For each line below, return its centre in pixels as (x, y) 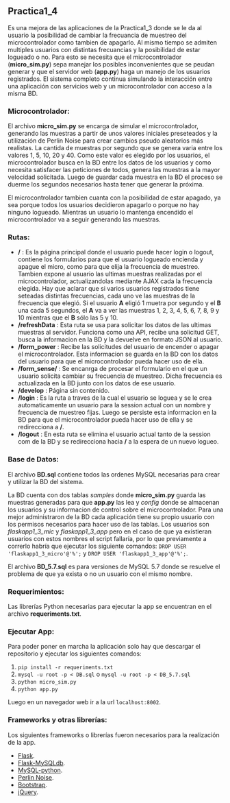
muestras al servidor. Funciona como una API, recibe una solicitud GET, (118, 333)
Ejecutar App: (31, 632)
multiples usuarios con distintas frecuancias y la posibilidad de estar (104, 49)
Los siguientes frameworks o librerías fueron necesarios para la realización (114, 735)
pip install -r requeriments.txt (65, 668)
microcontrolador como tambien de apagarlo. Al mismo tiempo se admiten (113, 42)
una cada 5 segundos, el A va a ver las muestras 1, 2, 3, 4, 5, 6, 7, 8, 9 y (118, 311)
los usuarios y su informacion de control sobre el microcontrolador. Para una (116, 510)
